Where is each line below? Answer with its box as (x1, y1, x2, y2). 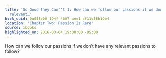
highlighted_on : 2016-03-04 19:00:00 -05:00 (5, 30, 98, 35)
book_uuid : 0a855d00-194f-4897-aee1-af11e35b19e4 (5, 16, 110, 21)
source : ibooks (5, 25, 37, 30)
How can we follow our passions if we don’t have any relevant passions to (5, 43, 156, 49)
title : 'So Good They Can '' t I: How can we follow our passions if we (5, 7, 154, 12)
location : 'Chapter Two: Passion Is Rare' (5, 20, 94, 26)
